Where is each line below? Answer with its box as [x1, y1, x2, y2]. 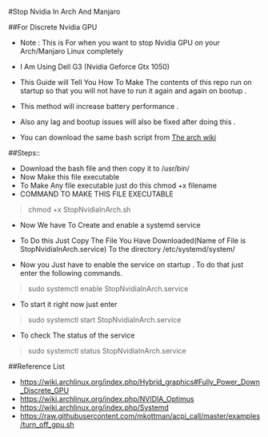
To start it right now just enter [19, 300, 118, 309]
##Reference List [8, 362, 66, 371]
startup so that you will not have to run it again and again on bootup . [19, 86, 247, 95]
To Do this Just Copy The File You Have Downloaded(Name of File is [19, 236, 246, 245]
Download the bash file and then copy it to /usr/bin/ [19, 164, 190, 173]
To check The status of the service [19, 330, 135, 340]
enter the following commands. [19, 269, 122, 277]
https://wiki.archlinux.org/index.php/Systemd [19, 403, 170, 412]
